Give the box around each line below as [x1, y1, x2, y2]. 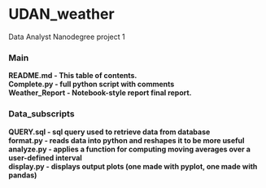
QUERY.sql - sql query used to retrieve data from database [8, 127, 211, 137]
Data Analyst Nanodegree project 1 [8, 32, 125, 42]
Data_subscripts [8, 108, 75, 120]
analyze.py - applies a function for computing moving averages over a [8, 144, 251, 154]
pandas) [8, 170, 37, 180]
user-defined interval [8, 152, 83, 163]
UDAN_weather [8, 5, 116, 24]
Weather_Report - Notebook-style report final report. [8, 88, 193, 98]
